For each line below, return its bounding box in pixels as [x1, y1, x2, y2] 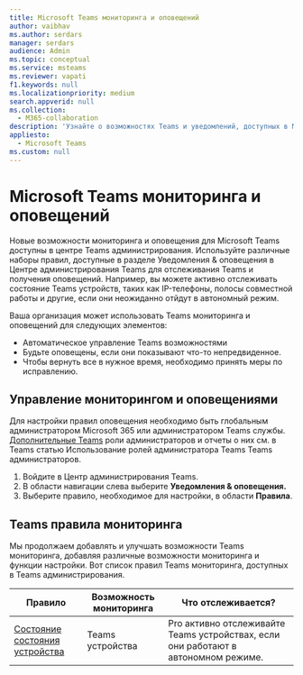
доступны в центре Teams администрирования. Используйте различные [9, 244, 290, 255]
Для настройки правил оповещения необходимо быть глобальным [9, 415, 269, 426]
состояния [14, 634, 60, 647]
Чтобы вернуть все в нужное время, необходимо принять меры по [22, 356, 283, 367]
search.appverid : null [9, 96, 95, 106]
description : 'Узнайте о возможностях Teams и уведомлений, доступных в [9, 123, 289, 132]
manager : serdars [9, 38, 75, 48]
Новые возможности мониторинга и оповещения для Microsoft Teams [9, 235, 280, 246]
